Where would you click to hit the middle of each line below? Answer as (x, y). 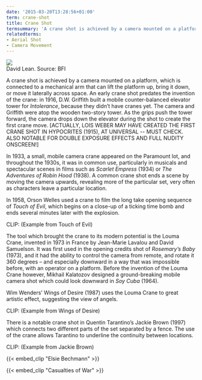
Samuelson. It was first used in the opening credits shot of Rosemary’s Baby (101, 249)
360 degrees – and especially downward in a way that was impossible (93, 261)
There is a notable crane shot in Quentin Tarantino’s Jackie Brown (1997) (96, 322)
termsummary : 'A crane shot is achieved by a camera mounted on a (91, 29)
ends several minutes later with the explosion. (63, 212)
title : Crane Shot (29, 23)
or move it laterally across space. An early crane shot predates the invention (101, 93)
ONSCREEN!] (23, 144)
